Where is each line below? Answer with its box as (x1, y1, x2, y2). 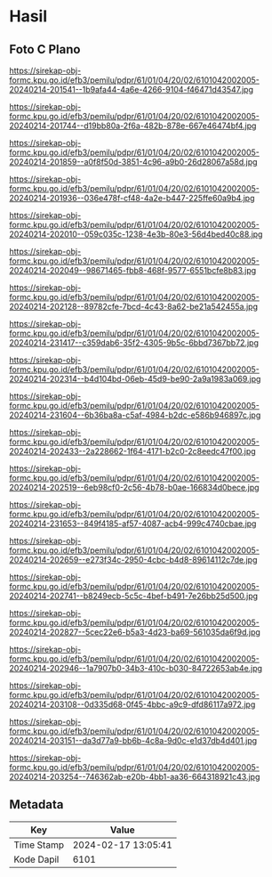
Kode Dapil (13, 853, 60, 865)
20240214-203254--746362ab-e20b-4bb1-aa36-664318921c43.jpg (9, 772, 260, 782)
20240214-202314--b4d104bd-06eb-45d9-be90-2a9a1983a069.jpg (9, 374, 261, 384)
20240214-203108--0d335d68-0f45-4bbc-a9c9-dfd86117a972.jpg (9, 699, 256, 710)
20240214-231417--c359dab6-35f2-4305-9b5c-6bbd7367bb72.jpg (9, 337, 260, 348)
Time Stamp (13, 839, 65, 851)
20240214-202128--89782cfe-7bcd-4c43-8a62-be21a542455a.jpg (9, 301, 258, 312)
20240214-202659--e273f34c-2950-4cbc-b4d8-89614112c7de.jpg (9, 555, 258, 564)
